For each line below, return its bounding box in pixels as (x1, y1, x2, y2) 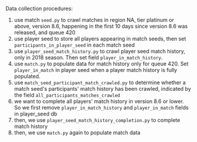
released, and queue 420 (14, 29, 76, 36)
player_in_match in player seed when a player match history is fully (14, 67, 178, 73)
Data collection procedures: (5, 5, 73, 12)
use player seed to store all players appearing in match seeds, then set (14, 35, 186, 42)
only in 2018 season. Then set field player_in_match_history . (14, 54, 163, 61)
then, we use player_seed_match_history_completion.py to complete (14, 117, 180, 123)
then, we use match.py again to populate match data (14, 129, 141, 136)
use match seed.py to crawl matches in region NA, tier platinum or (14, 16, 175, 23)
